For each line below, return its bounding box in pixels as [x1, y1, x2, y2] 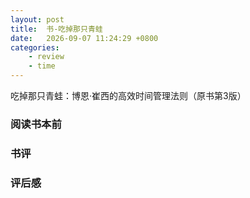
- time [28, 61, 56, 71]
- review [28, 52, 65, 62]
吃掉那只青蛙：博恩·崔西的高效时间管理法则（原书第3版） [10, 90, 247, 101]
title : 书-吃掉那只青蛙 [10, 24, 103, 34]
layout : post [10, 14, 65, 25]
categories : [10, 42, 60, 53]
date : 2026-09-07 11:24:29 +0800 [10, 33, 159, 43]
